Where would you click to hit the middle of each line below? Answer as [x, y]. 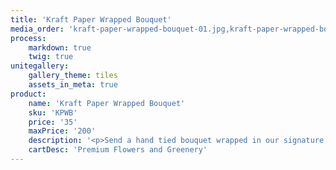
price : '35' [53, 122]
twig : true [51, 57]
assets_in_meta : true [73, 85]
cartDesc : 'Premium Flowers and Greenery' [118, 150]
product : [28, 94]
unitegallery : [40, 66]
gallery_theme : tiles [73, 76]
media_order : [37, 29]
